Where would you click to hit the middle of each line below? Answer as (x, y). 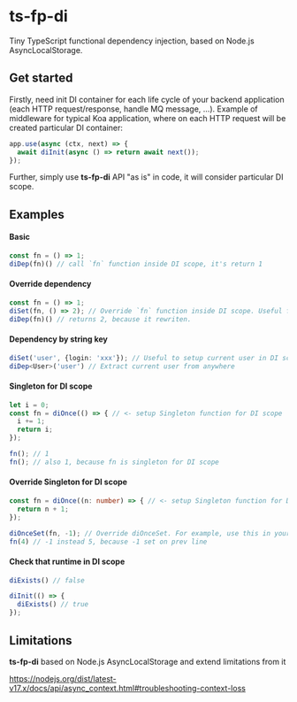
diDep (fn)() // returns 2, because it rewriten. (100, 319)
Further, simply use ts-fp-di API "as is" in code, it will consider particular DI (146, 177)
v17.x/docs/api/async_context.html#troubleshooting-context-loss (127, 688)
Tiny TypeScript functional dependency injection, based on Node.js (132, 41)
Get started (41, 78)
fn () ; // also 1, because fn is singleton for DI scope (114, 462)
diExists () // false (47, 580)
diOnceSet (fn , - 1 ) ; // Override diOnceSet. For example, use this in (140, 533)
